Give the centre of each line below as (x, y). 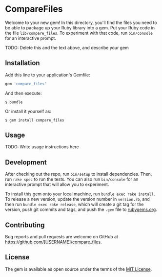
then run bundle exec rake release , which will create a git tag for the (74, 205)
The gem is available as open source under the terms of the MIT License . (79, 269)
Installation (22, 63)
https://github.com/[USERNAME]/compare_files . (53, 242)
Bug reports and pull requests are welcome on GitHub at (62, 237)
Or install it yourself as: (28, 111)
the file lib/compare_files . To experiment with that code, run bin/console (79, 33)
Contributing (25, 225)
